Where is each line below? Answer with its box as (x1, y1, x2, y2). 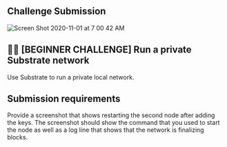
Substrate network (7, 55, 90, 66)
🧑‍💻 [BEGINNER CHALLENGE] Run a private (7, 44, 192, 56)
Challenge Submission (7, 6, 106, 17)
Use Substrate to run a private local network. (7, 72, 135, 81)
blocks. (7, 133, 28, 141)
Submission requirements (7, 93, 121, 105)
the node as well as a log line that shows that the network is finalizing (7, 126, 205, 134)
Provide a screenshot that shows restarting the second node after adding (7, 111, 215, 119)
